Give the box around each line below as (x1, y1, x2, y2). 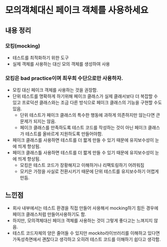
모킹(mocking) (5, 42, 40, 49)
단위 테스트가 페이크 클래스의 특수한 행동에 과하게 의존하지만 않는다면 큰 (19, 112, 160, 118)
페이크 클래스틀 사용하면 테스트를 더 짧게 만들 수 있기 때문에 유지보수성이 (12, 150, 154, 156)
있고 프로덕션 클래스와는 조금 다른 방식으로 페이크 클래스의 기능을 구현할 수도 (12, 100, 162, 106)
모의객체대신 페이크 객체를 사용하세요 (5, 5, 148, 16)
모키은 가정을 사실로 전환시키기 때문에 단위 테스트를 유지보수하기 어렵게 (19, 168, 159, 174)
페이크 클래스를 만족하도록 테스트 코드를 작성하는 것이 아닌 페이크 (19, 125, 147, 131)
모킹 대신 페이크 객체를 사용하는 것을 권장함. (12, 87, 98, 93)
